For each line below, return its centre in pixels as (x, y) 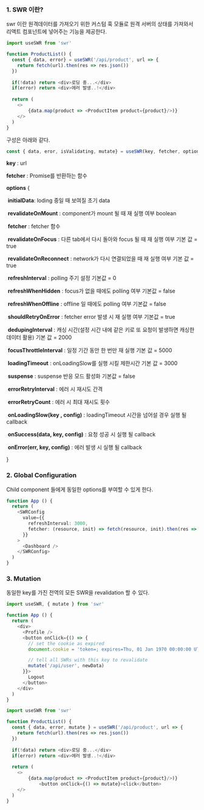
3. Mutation (24, 579)
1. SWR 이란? (25, 9)
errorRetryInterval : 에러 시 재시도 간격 (55, 389)
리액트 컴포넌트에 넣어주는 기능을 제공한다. (57, 32)
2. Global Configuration (42, 475)
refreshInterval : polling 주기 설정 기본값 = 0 (62, 278)
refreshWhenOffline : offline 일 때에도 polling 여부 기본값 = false (87, 304)
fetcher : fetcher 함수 (34, 226)
